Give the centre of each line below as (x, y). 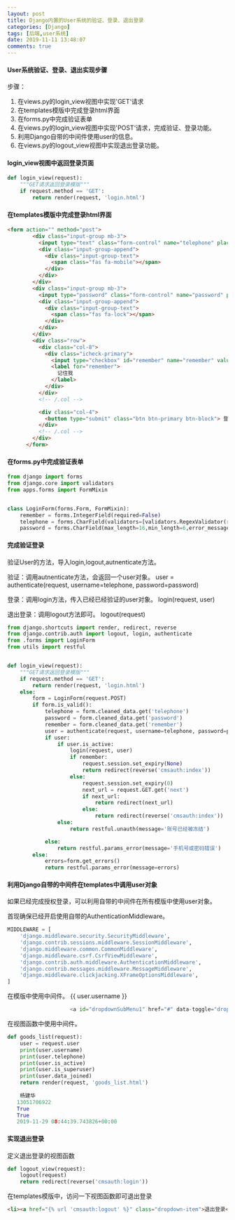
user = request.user (50, 1043)
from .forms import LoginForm (51, 641)
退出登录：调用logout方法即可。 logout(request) (76, 614)
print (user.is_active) (53, 1063)
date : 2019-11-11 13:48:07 (47, 40)
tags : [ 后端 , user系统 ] (38, 33)
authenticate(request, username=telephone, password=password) (103, 585)
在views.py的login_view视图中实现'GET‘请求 (80, 102)
